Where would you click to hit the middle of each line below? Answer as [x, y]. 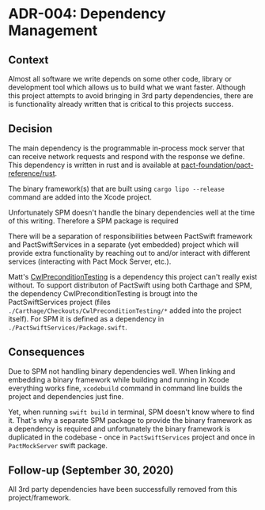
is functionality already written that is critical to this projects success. [121, 104]
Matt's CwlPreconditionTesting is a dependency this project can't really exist [133, 276]
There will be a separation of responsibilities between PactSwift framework [131, 236]
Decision [30, 129]
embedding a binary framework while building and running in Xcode [119, 379]
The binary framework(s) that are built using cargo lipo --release [117, 188]
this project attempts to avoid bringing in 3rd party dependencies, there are [131, 95]
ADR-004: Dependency [87, 14]
